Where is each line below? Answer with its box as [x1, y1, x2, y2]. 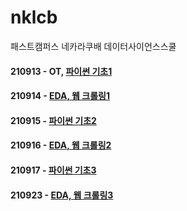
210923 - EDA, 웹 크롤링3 [10, 189, 114, 201]
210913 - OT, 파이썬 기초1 [10, 65, 113, 77]
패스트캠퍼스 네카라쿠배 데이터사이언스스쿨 [10, 40, 177, 52]
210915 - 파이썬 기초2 [10, 114, 97, 126]
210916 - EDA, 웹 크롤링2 [10, 139, 112, 151]
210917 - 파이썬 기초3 [10, 164, 97, 176]
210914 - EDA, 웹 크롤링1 [10, 90, 110, 102]
